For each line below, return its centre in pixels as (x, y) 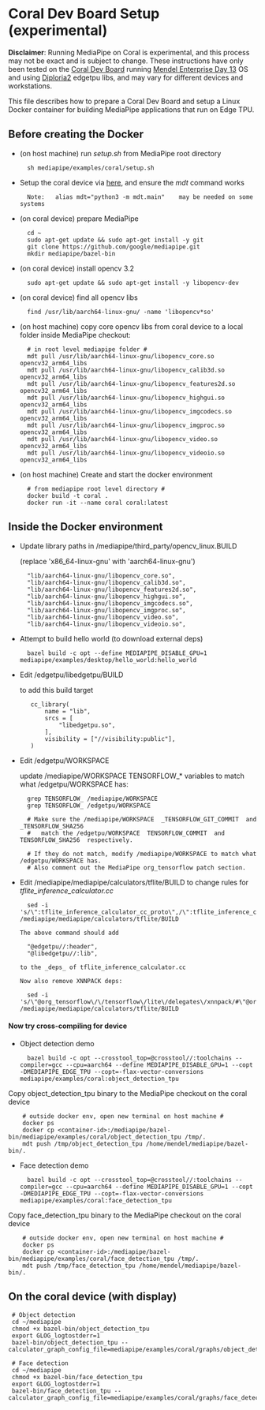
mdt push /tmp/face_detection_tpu (79, 1266)
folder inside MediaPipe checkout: (75, 335)
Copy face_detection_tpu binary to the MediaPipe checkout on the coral (125, 1215)
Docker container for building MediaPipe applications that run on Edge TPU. (131, 109)
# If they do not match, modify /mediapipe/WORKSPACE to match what (142, 854)
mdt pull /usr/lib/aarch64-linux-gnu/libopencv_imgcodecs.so (130, 411)
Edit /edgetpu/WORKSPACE (64, 760)
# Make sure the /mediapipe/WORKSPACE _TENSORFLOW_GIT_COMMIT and (142, 819)
